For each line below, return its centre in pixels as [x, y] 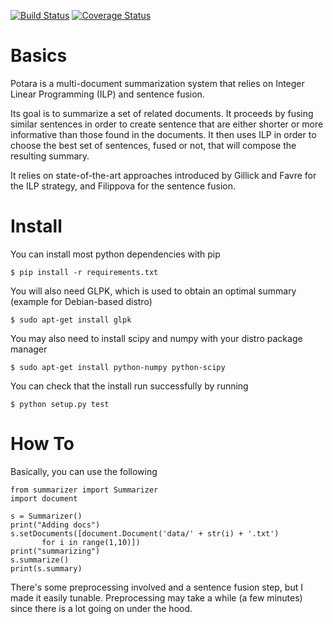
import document [44, 498]
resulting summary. [50, 156]
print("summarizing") [55, 551]
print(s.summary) [46, 568]
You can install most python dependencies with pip [115, 254]
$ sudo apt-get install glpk [71, 320]
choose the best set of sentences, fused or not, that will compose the [153, 145]
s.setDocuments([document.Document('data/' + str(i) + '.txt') [145, 533]
